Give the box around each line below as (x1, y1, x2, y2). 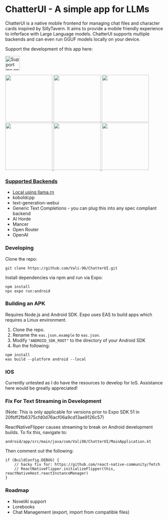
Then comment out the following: (5, 448, 74, 454)
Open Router (12, 227, 39, 233)
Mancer (12, 221, 29, 227)
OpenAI (12, 232, 29, 238)
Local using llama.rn (12, 189, 54, 195)
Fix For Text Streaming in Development (5, 398, 102, 405)
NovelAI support (12, 498, 47, 504)
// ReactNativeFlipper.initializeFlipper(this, (14, 466, 115, 472)
